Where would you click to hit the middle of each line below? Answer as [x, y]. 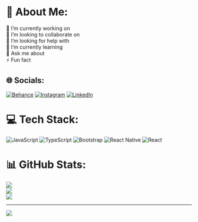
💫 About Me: [37, 12]
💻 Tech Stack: [42, 119]
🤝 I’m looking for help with [38, 41]
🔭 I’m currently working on [38, 28]
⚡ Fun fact [19, 60]
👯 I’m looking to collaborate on [43, 34]
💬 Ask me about [25, 53]
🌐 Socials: [25, 81]
